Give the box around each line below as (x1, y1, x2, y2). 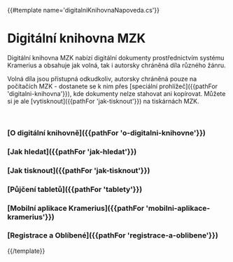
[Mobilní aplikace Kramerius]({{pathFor (7, 203, 145, 213)
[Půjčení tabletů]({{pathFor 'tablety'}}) (7, 184, 143, 194)
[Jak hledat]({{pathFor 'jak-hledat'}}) (7, 146, 137, 156)
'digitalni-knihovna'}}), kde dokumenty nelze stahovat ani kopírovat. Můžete (7, 89, 226, 97)
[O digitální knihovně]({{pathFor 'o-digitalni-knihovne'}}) (7, 127, 206, 137)
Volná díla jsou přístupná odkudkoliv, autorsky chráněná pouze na (7, 74, 197, 83)
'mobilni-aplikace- (146, 203, 211, 213)
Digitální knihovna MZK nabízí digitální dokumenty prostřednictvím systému (7, 53, 225, 62)
